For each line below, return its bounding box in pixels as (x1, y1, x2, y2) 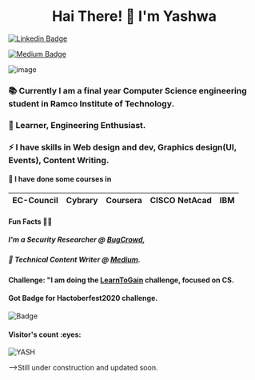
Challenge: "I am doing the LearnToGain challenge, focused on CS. (8, 275, 234, 285)
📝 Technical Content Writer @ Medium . (8, 255, 141, 265)
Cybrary (66, 194, 98, 206)
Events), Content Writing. (8, 154, 110, 166)
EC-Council (12, 194, 58, 206)
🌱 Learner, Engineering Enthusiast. (8, 119, 146, 130)
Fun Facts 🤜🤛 (8, 216, 53, 226)
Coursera (106, 194, 142, 206)
